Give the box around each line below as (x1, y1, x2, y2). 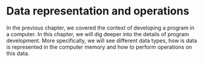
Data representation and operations (6, 4, 190, 18)
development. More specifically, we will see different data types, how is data (6, 37, 198, 44)
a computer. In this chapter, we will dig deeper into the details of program (6, 30, 189, 37)
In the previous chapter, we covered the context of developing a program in (6, 24, 195, 31)
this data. (6, 49, 30, 57)
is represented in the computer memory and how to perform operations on (6, 43, 193, 51)
